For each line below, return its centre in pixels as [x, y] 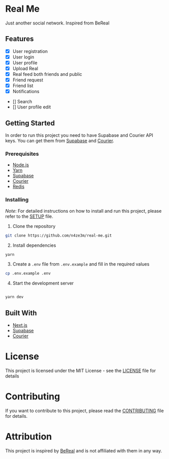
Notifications [26, 92]
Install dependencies [34, 245]
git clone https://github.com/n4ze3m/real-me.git [59, 235]
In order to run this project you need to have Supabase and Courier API [79, 135]
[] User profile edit [32, 107]
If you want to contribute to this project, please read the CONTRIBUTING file [85, 411]
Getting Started [30, 123]
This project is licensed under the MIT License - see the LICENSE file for [80, 370]
